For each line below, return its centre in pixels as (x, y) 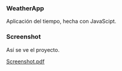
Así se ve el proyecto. (33, 50)
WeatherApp (25, 8)
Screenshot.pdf (26, 61)
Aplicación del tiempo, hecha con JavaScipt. (61, 21)
